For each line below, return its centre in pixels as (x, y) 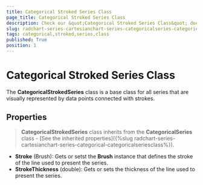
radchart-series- (155, 138)
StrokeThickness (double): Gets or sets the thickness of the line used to (105, 169)
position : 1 (21, 46)
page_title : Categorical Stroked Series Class (66, 17)
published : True (27, 40)
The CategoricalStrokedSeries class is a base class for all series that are (98, 92)
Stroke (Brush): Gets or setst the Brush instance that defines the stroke (104, 156)
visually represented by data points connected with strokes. (81, 98)
